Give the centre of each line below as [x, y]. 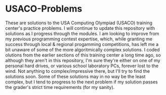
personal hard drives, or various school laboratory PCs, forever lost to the [82, 66]
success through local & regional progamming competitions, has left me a [82, 44]
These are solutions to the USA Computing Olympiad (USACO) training [79, 23]
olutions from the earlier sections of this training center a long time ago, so [83, 55]
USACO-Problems [44, 9]
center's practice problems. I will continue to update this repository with [80, 28]
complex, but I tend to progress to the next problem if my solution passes [81, 82]
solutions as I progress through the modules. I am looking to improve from [82, 33]
